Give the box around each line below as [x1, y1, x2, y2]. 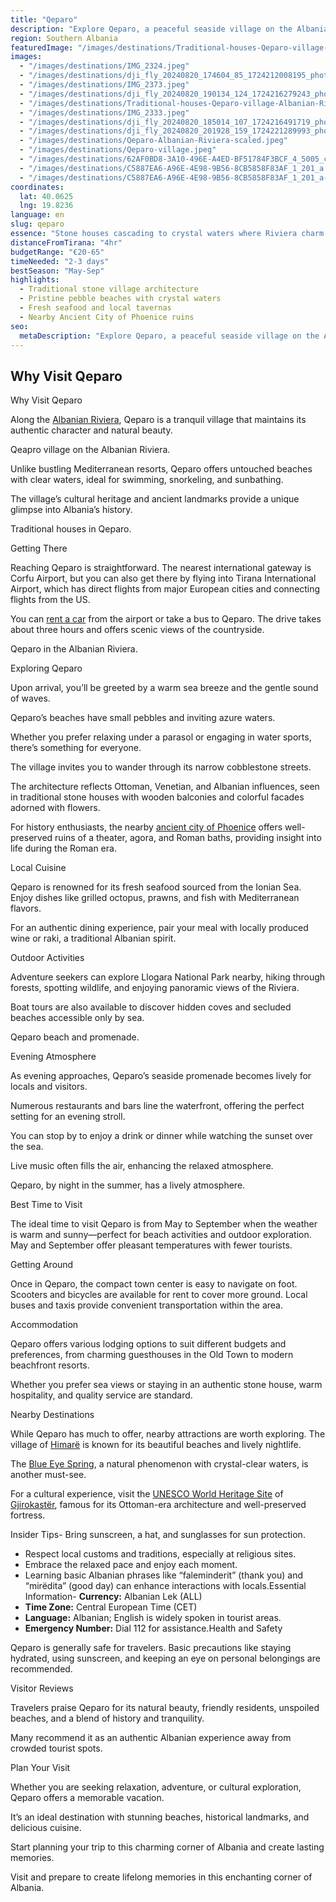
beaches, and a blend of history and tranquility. [10, 1712, 205, 1725]
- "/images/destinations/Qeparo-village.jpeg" [19, 145, 217, 155]
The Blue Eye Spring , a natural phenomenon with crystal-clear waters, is [10, 1458, 309, 1470]
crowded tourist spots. [10, 1742, 103, 1755]
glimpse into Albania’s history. [10, 504, 133, 516]
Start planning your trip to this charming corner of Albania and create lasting [10, 1841, 325, 1853]
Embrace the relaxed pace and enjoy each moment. [24, 1559, 238, 1571]
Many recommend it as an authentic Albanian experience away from [10, 1732, 292, 1744]
